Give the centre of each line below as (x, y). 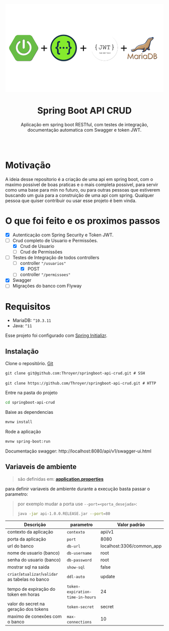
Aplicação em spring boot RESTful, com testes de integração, (84, 124)
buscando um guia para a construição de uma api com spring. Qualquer (80, 195)
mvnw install (19, 422)
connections (79, 622)
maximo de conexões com (34, 616)
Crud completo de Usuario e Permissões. (55, 240)
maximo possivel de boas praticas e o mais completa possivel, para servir (82, 185)
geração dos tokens (28, 609)
